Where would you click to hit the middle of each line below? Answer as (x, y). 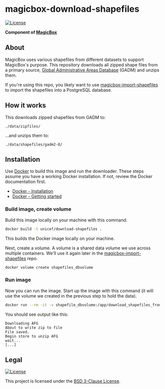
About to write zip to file (34, 328)
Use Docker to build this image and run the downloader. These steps (74, 171)
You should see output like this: (37, 314)
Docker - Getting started (37, 196)
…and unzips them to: (27, 135)
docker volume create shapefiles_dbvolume (49, 267)
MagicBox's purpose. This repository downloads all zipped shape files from (82, 64)
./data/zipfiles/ (23, 126)
